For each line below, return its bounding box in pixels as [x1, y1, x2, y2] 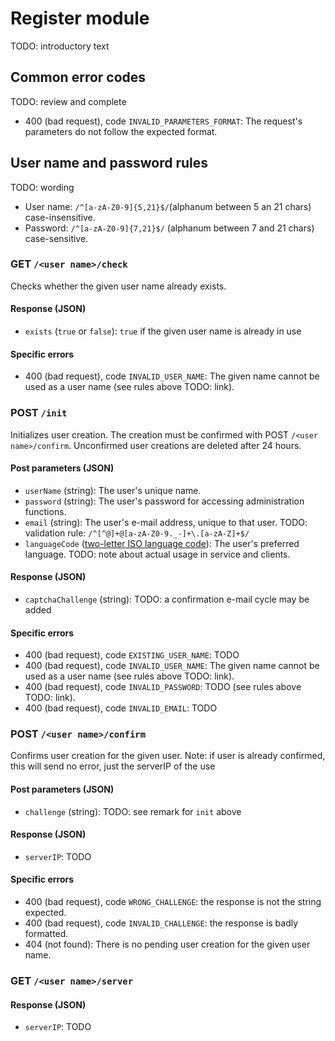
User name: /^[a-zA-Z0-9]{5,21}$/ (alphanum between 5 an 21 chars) [24, 200, 312, 212]
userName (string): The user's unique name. [24, 484, 202, 496]
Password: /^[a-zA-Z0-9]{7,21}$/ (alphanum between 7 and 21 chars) [24, 222, 315, 234]
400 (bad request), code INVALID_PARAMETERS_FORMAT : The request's [24, 115, 303, 127]
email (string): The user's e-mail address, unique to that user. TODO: [24, 516, 308, 528]
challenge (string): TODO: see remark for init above [24, 805, 242, 817]
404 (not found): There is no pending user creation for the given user [24, 938, 311, 951]
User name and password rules [10, 155, 208, 172]
